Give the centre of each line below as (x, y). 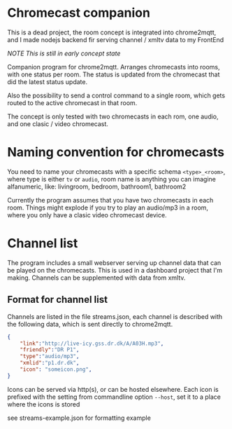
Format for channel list (58, 300)
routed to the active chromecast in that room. (72, 102)
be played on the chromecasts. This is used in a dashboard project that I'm (115, 270)
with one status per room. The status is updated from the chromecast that (114, 74)
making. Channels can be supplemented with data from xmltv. (96, 278)
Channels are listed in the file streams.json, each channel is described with (115, 316)
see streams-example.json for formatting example (79, 418)
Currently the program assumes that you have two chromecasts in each (110, 200)
